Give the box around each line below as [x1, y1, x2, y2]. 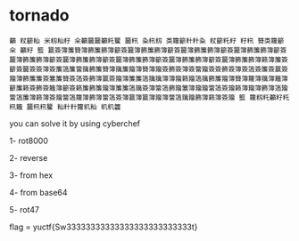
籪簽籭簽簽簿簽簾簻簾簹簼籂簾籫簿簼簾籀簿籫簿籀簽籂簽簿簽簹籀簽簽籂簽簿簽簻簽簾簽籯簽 [9, 64, 288, 74]
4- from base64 [9, 187, 69, 197]
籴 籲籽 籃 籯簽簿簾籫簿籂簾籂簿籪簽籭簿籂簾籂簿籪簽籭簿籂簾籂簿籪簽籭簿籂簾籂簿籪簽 [9, 45, 287, 54]
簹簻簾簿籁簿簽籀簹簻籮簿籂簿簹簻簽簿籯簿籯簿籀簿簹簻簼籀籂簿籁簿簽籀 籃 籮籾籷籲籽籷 [9, 92, 290, 102]
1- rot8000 [9, 135, 49, 146]
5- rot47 [9, 204, 40, 214]
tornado [9, 5, 70, 26]
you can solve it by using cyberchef [9, 117, 141, 129]
